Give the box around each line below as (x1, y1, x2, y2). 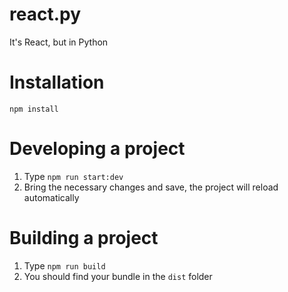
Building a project (9, 227, 159, 249)
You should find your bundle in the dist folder (23, 270, 213, 282)
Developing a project (9, 138, 186, 160)
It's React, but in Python (9, 36, 109, 48)
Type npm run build (23, 259, 106, 272)
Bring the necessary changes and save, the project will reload (23, 181, 279, 193)
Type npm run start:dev (23, 170, 124, 182)
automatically (23, 191, 80, 203)
